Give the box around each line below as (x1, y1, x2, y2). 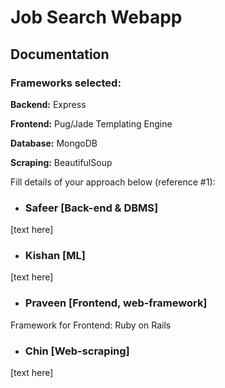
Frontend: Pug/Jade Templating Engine (10, 117, 173, 130)
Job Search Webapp (10, 6, 183, 29)
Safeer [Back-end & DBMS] (24, 201, 159, 215)
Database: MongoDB (10, 137, 98, 149)
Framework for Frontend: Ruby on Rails (10, 319, 172, 331)
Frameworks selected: (10, 76, 122, 90)
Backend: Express (10, 98, 87, 110)
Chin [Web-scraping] (24, 344, 130, 358)
